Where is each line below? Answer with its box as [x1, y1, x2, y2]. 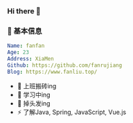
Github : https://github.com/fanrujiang [7, 62, 123, 69]
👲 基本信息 [7, 26, 43, 35]
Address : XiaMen [7, 55, 54, 62]
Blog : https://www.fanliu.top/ [7, 68, 98, 75]
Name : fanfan [7, 42, 45, 49]
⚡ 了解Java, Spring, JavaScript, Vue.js [17, 108, 127, 116]
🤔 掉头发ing [17, 99, 51, 107]
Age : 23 [7, 49, 30, 56]
